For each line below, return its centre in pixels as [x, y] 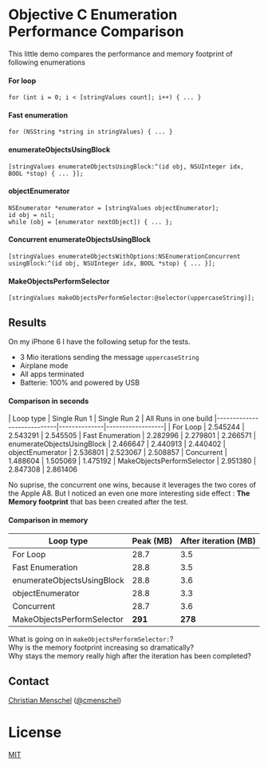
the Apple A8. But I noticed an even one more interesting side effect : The [129, 493]
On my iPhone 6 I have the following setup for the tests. [99, 342]
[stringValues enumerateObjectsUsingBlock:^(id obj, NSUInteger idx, [126, 166]
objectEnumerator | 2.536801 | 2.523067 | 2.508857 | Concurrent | [118, 453]
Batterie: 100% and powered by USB [80, 382]
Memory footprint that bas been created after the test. [99, 502]
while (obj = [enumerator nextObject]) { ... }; [91, 222]
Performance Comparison [96, 32]
